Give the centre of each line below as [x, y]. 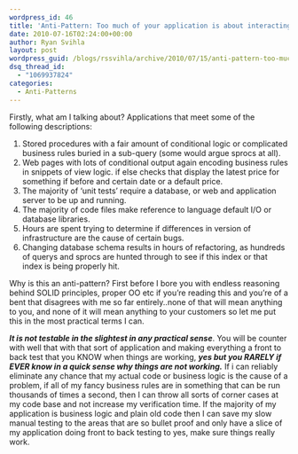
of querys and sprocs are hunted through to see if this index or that [145, 256]
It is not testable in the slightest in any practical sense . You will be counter [148, 338]
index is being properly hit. [71, 266]
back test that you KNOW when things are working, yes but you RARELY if [145, 356]
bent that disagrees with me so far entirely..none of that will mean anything [146, 301]
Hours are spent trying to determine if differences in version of [136, 228]
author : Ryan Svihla [47, 42]
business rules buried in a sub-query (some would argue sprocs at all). [151, 153]
